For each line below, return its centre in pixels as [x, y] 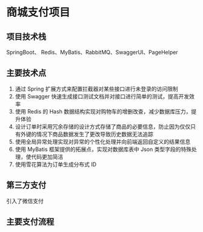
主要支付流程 [30, 222]
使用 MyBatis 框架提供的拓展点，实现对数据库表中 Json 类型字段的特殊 [103, 149]
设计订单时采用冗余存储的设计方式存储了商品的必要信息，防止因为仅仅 [103, 126]
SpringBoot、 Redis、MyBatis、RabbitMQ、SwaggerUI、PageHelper [92, 52]
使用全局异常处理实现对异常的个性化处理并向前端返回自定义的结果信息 [103, 141]
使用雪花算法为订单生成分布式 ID [56, 164]
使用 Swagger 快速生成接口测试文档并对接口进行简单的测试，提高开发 [102, 96]
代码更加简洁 [47, 156]
